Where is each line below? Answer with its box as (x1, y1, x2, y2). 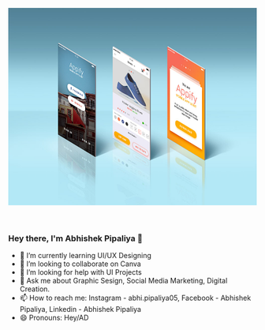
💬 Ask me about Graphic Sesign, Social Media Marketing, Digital (19, 276, 228, 286)
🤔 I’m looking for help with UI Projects (19, 268, 142, 277)
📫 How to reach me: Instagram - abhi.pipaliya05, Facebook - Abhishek (19, 293, 252, 303)
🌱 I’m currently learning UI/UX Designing (19, 251, 152, 261)
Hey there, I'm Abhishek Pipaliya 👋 (8, 233, 144, 244)
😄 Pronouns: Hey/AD (19, 313, 89, 323)
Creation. (19, 284, 50, 294)
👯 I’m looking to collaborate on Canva (19, 259, 142, 268)
